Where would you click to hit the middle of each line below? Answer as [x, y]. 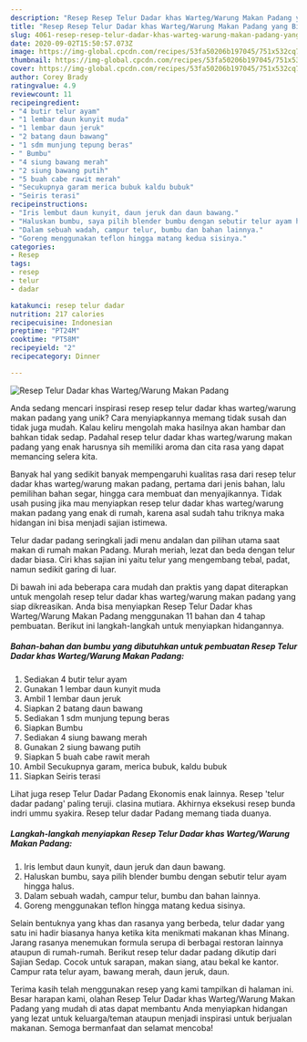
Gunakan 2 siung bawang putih [82, 747]
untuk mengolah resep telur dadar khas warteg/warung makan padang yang [153, 596]
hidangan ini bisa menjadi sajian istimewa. [89, 522]
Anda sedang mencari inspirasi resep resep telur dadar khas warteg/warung [153, 408]
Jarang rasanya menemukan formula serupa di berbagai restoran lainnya [147, 942]
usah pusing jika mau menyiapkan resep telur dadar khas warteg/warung [147, 503]
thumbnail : [31, 60]
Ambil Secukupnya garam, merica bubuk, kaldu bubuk [125, 766]
